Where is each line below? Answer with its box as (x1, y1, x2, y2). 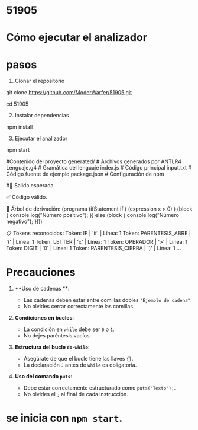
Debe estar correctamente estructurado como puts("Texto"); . (23, 384, 176, 391)
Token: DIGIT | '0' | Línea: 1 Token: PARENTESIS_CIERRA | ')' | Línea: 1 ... (6, 244, 181, 252)
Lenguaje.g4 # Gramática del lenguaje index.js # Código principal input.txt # (6, 164, 192, 171)
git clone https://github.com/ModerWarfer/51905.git (6, 89, 132, 96)
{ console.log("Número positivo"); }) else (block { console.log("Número (6, 212, 179, 219)
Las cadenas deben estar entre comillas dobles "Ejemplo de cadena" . (23, 297, 192, 304)
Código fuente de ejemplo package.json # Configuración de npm (6, 170, 164, 178)
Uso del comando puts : (14, 373, 72, 380)
